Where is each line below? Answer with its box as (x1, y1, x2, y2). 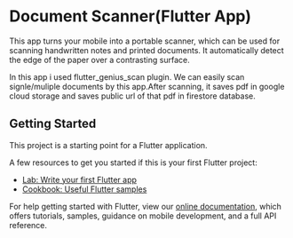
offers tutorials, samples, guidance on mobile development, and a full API (9, 210, 277, 221)
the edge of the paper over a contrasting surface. (9, 54, 190, 65)
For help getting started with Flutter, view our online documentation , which (9, 201, 282, 211)
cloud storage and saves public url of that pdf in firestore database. (9, 91, 256, 101)
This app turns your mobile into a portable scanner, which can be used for (9, 36, 281, 46)
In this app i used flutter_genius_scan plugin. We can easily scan (9, 71, 245, 82)
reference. (9, 219, 47, 230)
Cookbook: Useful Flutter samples (21, 184, 147, 194)
